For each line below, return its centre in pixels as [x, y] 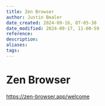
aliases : [17, 45]
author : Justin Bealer [34, 17]
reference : [20, 34]
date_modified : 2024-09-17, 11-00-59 [53, 28]
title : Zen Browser [30, 12]
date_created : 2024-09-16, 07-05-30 [51, 23]
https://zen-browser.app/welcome [48, 96]
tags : [13, 51]
